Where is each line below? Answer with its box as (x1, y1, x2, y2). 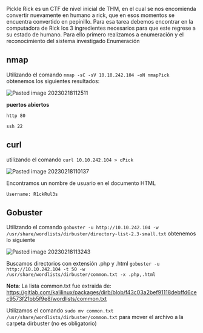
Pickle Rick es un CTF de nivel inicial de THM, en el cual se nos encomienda (6, 5, 196, 12)
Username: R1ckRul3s (6, 191, 59, 197)
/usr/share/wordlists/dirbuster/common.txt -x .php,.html (6, 272, 156, 278)
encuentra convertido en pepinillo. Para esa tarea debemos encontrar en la (6, 18, 194, 25)
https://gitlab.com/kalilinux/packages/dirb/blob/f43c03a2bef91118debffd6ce (6, 289, 197, 296)
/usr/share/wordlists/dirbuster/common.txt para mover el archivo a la (6, 314, 184, 321)
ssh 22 (6, 123, 23, 129)
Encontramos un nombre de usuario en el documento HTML (6, 179, 156, 187)
